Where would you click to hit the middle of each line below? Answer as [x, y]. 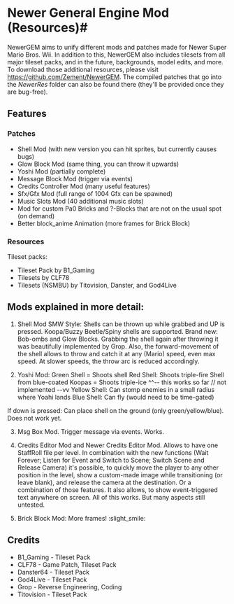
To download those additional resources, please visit [83, 69]
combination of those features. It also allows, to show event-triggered [117, 490]
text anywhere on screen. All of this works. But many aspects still [111, 497]
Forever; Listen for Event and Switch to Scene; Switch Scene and [111, 460]
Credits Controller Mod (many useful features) [83, 186]
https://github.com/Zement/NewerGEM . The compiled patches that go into [115, 77]
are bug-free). [28, 92]
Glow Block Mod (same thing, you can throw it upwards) [98, 164]
